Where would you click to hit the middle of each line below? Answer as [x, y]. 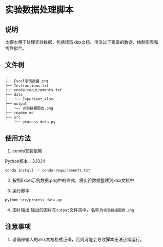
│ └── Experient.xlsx [29, 99]
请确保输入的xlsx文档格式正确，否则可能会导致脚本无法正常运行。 [78, 239]
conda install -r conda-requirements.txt [48, 171]
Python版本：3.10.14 [25, 161]
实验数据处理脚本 [40, 10]
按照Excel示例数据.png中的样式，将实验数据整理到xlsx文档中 [73, 180]
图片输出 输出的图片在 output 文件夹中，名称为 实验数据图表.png [73, 210]
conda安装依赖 [27, 151]
